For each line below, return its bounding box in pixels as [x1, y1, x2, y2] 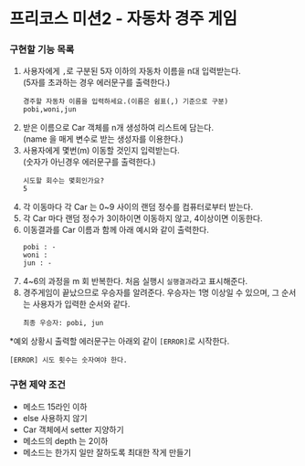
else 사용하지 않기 [22, 412, 89, 423]
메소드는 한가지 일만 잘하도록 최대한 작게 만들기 [22, 447, 192, 458]
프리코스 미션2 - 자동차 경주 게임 [9, 8, 237, 29]
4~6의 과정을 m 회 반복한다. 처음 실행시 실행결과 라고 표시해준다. [22, 276, 248, 287]
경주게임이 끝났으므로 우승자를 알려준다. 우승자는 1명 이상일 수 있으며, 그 [22, 287, 280, 298]
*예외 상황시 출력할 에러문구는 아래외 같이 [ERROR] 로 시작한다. [9, 335, 230, 347]
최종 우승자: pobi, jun [22, 319, 104, 328]
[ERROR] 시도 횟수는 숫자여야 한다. [9, 355, 128, 365]
